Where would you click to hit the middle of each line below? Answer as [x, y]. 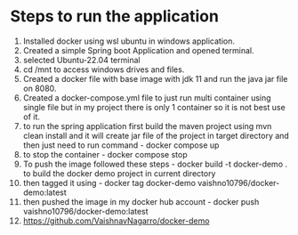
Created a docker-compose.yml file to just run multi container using [147, 97]
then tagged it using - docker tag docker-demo [109, 182]
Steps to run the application [114, 16]
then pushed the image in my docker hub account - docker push [141, 201]
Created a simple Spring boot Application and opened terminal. [138, 50]
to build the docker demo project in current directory [119, 173]
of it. [32, 117]
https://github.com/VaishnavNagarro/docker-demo [116, 221]
